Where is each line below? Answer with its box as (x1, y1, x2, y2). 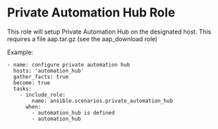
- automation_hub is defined (32, 109, 115, 116)
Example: (7, 48, 34, 56)
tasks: (13, 85, 32, 92)
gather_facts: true (13, 73, 69, 80)
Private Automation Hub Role (7, 5, 175, 21)
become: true (13, 79, 51, 86)
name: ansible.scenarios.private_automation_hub (32, 97, 173, 104)
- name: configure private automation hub (7, 61, 130, 68)
